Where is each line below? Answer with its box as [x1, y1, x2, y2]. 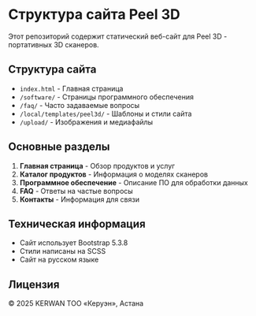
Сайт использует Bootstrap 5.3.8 [19, 238, 128, 247]
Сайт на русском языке [19, 255, 99, 265]
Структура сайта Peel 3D [8, 6, 180, 24]
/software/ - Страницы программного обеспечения [19, 92, 195, 102]
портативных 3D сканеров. [8, 39, 100, 49]
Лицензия [8, 277, 60, 291]
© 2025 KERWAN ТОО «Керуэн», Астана [8, 299, 144, 308]
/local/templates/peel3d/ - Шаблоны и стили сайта [19, 109, 192, 118]
